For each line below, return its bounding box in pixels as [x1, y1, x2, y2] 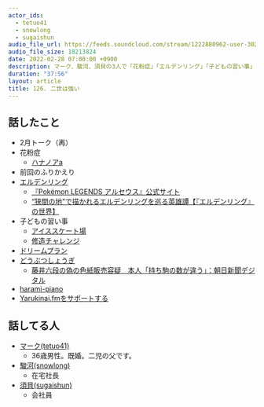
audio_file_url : [8, 41, 61, 49]
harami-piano [19, 284, 64, 294]
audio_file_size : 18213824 [8, 48, 97, 56]
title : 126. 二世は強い [8, 84, 80, 93]
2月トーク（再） [19, 138, 73, 148]
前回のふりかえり [19, 167, 75, 177]
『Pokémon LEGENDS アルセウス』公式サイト [31, 187, 181, 196]
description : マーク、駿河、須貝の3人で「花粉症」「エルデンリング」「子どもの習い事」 [8, 63, 256, 71]
